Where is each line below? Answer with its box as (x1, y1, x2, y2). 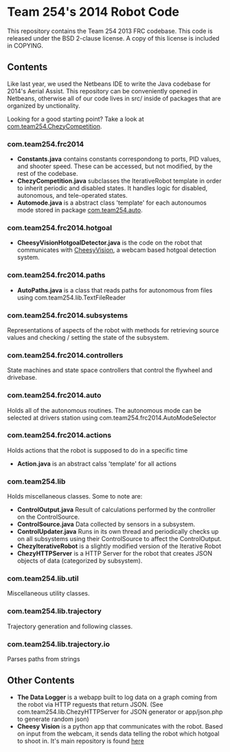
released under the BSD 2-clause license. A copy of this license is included (7, 34, 220, 42)
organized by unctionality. (7, 101, 80, 110)
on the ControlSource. (16, 513, 80, 521)
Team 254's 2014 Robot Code (7, 4, 180, 20)
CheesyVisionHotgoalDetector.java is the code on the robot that (16, 238, 203, 247)
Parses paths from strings (7, 655, 80, 663)
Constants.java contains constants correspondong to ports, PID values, (16, 155, 221, 163)
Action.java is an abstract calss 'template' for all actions (16, 459, 177, 468)
